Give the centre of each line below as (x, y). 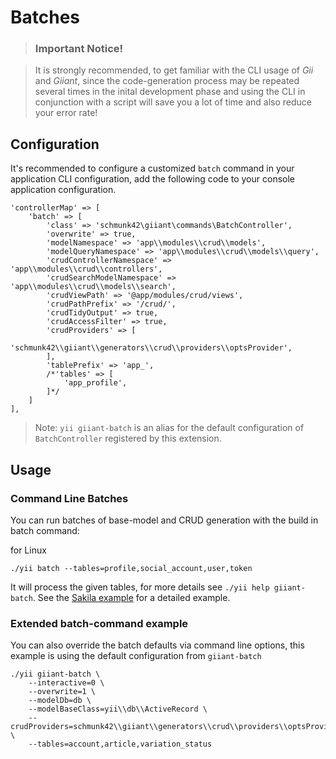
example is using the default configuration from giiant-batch (136, 656)
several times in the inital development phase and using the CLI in (170, 92)
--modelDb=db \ (60, 701)
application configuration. (63, 190)
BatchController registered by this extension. (128, 438)
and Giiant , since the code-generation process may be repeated (167, 81)
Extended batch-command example (99, 623)
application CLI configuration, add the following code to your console (152, 179)
